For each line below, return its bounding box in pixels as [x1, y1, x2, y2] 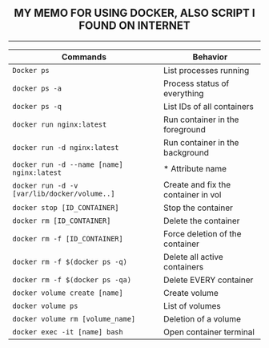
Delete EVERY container [163, 274, 254, 285]
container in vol [163, 188, 222, 200]
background [163, 147, 210, 158]
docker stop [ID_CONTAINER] [12, 203, 119, 212]
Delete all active [163, 251, 224, 262]
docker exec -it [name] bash [12, 327, 123, 336]
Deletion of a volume [163, 313, 242, 324]
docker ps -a [12, 83, 62, 93]
